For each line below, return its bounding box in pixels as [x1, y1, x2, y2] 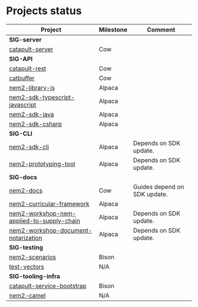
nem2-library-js [9, 83, 55, 92]
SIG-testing [9, 243, 43, 251]
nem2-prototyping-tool [9, 160, 75, 168]
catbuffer [9, 74, 35, 82]
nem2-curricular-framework [9, 199, 90, 208]
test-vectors [9, 262, 44, 270]
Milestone [98, 25, 128, 34]
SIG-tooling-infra [9, 272, 60, 280]
